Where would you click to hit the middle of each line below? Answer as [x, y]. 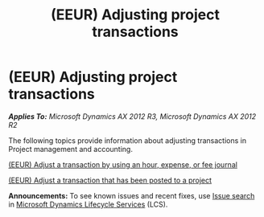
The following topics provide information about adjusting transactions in [128, 140]
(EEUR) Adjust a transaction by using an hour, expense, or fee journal [123, 164]
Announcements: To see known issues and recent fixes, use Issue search [132, 195]
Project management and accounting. [70, 149]
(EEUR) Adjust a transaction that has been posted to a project [110, 180]
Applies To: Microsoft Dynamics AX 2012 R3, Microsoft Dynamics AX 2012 [132, 116]
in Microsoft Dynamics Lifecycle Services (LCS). [88, 204]
